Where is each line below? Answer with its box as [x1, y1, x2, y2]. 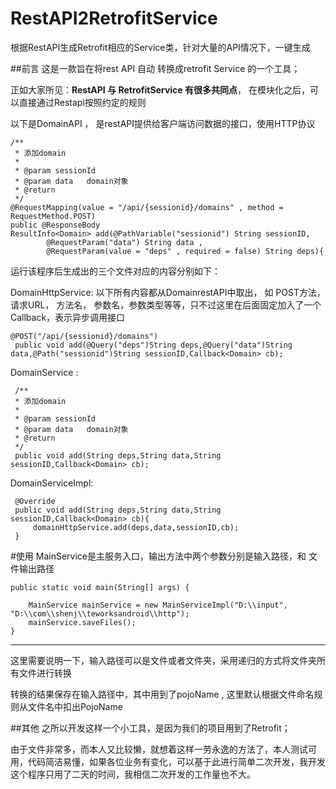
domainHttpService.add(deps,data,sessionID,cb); [32, 522, 240, 532]
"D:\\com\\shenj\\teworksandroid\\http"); [10, 608, 190, 619]
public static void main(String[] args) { [10, 582, 190, 592]
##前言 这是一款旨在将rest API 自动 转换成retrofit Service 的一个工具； [10, 62, 301, 74]
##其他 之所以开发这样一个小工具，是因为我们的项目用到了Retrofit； [10, 722, 291, 734]
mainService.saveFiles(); [28, 617, 137, 627]
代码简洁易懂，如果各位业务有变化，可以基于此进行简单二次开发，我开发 [27, 755, 326, 767]
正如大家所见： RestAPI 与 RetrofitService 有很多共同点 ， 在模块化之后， [10, 83, 310, 96]
